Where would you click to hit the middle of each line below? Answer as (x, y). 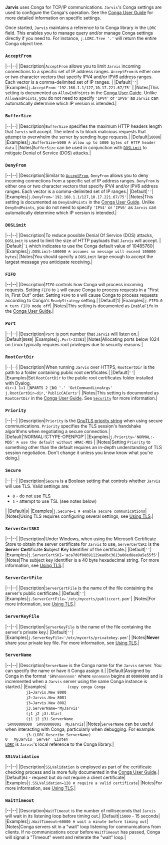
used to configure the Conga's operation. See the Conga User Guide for (79, 13)
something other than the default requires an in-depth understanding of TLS (83, 448)
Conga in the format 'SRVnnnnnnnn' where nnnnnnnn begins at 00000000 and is (84, 676)
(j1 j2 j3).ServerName (49, 719)
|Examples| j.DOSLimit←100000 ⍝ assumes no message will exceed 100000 (80, 251)
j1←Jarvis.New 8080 (46, 692)
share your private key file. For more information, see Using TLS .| (72, 643)
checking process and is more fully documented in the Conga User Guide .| (82, 772)
